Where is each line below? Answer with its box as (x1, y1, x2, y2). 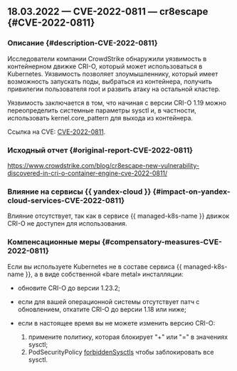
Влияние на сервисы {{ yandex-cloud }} (7, 187, 152, 197)
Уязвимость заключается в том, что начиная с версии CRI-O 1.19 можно (7, 98, 226, 107)
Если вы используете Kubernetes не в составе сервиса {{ (7, 262, 183, 271)
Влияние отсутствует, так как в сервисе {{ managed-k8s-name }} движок (7, 211, 230, 220)
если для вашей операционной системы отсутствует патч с (17, 297, 200, 305)
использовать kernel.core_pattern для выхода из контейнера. (7, 113, 194, 122)
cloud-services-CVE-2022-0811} (7, 195, 125, 205)
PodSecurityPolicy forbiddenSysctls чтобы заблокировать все (28, 348, 214, 356)
